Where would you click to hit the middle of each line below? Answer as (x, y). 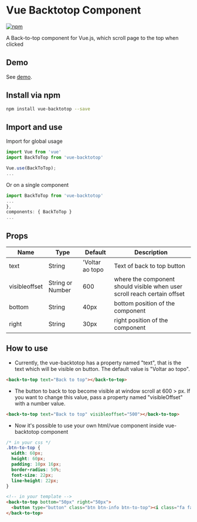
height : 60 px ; (28, 459)
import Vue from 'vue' (34, 152)
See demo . (19, 76)
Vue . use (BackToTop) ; (31, 168)
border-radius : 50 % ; (36, 470)
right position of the (141, 320)
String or (60, 283)
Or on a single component (38, 185)
